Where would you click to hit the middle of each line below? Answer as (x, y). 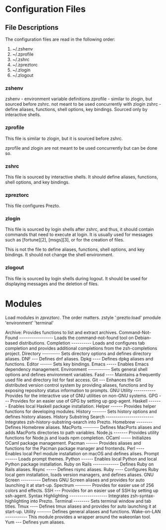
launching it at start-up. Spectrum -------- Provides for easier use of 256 (80, 485)
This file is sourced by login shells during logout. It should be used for (76, 278)
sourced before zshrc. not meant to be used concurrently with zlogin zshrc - (83, 104)
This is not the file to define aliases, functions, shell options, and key (75, 249)
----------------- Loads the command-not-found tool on (76, 338)
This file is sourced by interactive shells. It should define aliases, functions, (82, 177)
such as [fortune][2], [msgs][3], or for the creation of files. (65, 240)
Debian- (143, 338)
